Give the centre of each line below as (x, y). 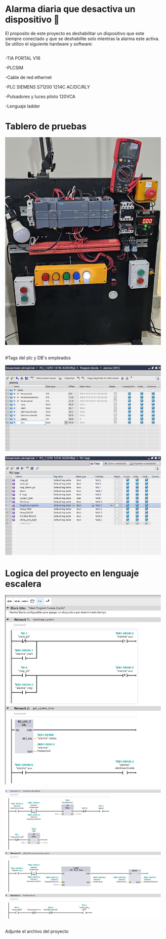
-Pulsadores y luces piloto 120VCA (40, 97)
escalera (23, 584)
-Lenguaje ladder (23, 106)
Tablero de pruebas (46, 126)
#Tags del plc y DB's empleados (38, 358)
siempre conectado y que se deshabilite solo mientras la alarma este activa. (82, 39)
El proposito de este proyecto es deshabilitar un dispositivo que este (75, 33)
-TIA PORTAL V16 (23, 58)
